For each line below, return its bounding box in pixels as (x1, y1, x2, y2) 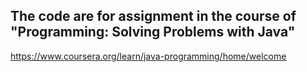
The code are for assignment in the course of (10, 8, 297, 25)
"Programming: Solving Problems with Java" (10, 24, 296, 41)
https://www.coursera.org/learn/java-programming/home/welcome (10, 50, 287, 62)
